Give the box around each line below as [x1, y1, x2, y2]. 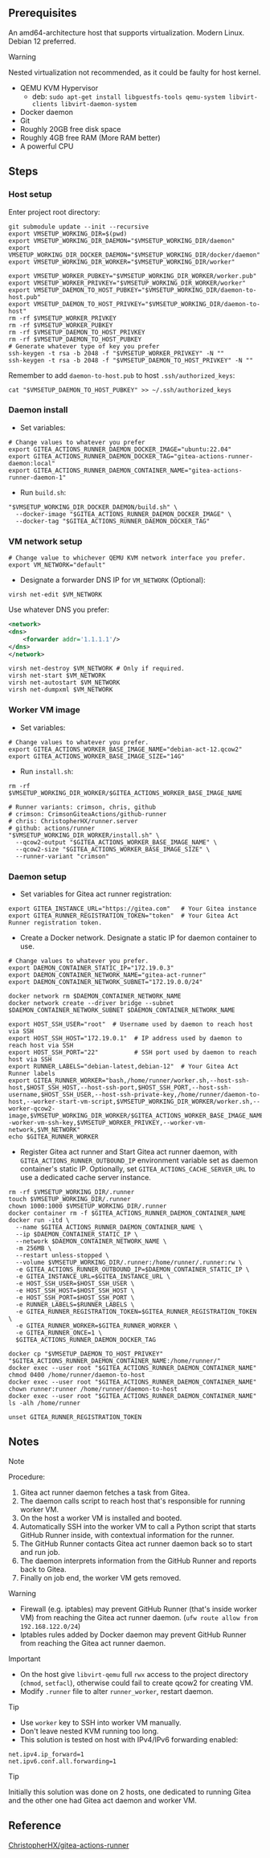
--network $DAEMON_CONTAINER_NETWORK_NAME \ [15, 1237, 167, 1245]
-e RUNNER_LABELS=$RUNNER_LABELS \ [15, 1301, 135, 1309]
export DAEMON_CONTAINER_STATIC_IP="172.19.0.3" [8, 964, 174, 972]
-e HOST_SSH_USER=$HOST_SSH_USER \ [15, 1280, 135, 1288]
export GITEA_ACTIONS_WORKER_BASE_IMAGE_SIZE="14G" [8, 752, 185, 761]
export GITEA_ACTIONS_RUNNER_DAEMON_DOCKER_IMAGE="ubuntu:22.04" [8, 445, 231, 453]
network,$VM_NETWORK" [8, 1126, 81, 1134]
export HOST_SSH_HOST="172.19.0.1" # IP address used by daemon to [8, 1035, 243, 1043]
